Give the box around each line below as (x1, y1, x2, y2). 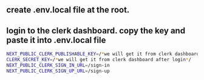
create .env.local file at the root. (6, 5, 130, 15)
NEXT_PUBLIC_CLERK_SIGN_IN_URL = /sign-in (6, 62, 110, 68)
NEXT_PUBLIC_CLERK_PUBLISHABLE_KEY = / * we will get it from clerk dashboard (6, 51, 200, 57)
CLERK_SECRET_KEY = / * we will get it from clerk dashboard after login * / (6, 57, 191, 63)
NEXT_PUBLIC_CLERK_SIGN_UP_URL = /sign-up (6, 68, 110, 74)
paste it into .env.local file (6, 35, 106, 45)
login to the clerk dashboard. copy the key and (6, 25, 186, 36)
